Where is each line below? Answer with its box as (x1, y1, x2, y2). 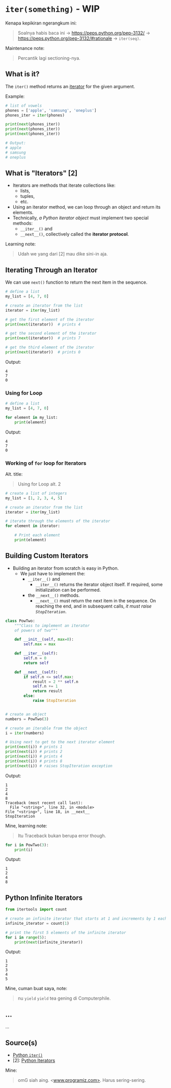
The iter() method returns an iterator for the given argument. (5, 83, 135, 89)
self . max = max (23, 642, 56, 647)
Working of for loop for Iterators (5, 460, 87, 467)
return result (32, 689, 63, 694)
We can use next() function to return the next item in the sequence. (5, 279, 148, 286)
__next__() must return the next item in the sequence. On (35, 597, 156, 603)
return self (23, 660, 49, 666)
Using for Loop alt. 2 (17, 480, 61, 487)
